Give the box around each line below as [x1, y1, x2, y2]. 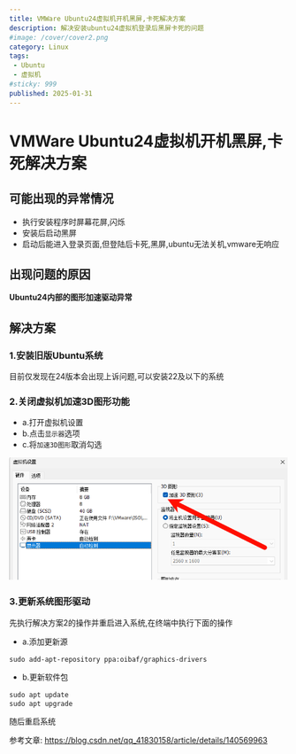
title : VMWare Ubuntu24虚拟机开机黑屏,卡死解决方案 [9, 14, 186, 23]
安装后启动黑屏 [21, 227, 77, 238]
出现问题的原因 [9, 267, 91, 283]
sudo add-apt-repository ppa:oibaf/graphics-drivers [9, 655, 208, 664]
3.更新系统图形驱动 [9, 595, 91, 608]
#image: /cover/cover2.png [9, 33, 109, 42]
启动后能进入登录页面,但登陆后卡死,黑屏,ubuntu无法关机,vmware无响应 [21, 238, 280, 249]
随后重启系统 [9, 716, 56, 727]
